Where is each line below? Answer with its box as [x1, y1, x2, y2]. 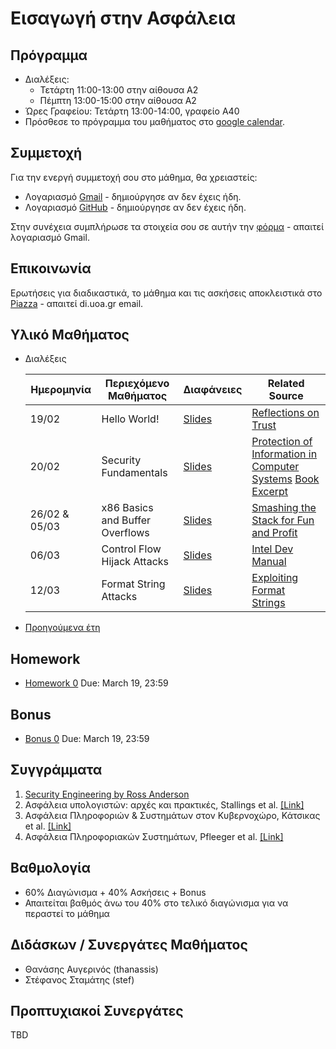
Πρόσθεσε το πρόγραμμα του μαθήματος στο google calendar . [24, 116, 285, 127]
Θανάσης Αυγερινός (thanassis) [24, 963, 159, 975]
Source [268, 389, 304, 403]
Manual [251, 555, 287, 569]
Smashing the [251, 501, 317, 515]
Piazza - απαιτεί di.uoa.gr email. [10, 297, 144, 309]
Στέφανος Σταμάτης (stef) [24, 973, 135, 986]
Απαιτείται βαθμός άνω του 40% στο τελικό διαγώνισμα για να [24, 897, 289, 909]
